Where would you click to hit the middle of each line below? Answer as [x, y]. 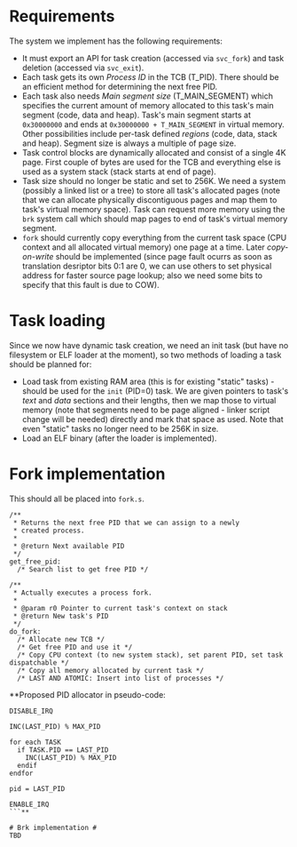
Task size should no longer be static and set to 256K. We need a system [154, 180]
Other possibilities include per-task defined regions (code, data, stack [149, 133]
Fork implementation [87, 474]
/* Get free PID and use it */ [75, 647]
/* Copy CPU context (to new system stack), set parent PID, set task [150, 655]
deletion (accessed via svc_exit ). [83, 68]
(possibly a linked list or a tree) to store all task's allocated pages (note [151, 190]
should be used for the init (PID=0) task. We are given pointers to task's [155, 391]
